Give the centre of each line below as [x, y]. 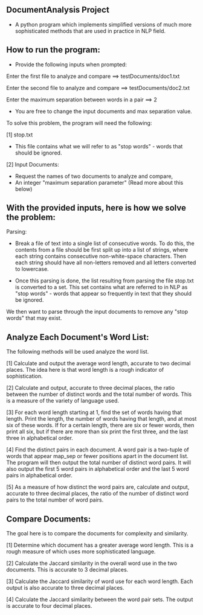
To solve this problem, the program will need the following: [79, 123]
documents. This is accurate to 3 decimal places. [67, 570]
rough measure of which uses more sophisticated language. [81, 552]
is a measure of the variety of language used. [63, 401]
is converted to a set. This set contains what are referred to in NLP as [101, 287]
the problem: [31, 218]
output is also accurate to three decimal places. [66, 588]
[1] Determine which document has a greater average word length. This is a [100, 545]
